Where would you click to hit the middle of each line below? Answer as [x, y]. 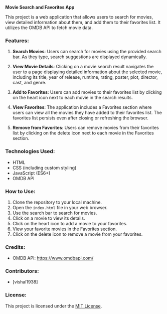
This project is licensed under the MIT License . [54, 306]
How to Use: [20, 191]
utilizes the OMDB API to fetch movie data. [49, 28]
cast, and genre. [29, 83]
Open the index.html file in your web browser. [60, 207]
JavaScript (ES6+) [31, 173]
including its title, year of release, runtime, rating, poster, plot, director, [85, 77]
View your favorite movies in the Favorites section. [64, 229]
